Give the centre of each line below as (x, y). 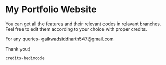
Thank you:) (18, 49)
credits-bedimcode (25, 58)
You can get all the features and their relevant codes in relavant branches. (83, 24)
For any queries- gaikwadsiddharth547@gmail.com (59, 39)
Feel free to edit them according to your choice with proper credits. (76, 29)
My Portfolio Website (51, 9)
